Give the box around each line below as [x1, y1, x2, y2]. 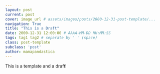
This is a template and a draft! [5, 63, 67, 69]
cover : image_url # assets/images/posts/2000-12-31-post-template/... [5, 16, 156, 21]
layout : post [5, 7, 33, 12]
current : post [5, 12, 35, 17]
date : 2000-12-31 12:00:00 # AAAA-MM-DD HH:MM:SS [5, 30, 111, 35]
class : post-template [5, 40, 51, 45]
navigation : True [5, 21, 42, 26]
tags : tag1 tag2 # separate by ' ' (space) [5, 35, 98, 40]
